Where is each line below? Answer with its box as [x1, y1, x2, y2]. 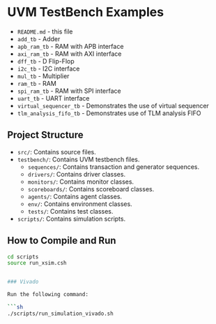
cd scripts [7, 253, 39, 260]
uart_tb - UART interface [17, 94, 90, 102]
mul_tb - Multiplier [17, 71, 70, 80]
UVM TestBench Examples [7, 4, 164, 20]
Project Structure [7, 129, 84, 141]
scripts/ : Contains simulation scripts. [17, 214, 126, 223]
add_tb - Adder [17, 34, 61, 43]
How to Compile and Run [7, 235, 116, 246]
